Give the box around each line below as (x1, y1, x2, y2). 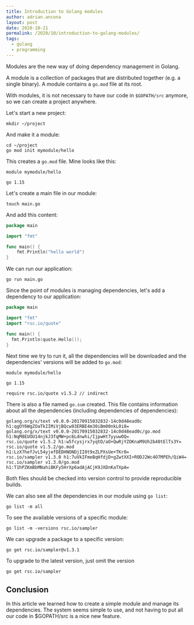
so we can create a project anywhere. (6, 98, 97, 105)
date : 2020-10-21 (6, 25, 49, 31)
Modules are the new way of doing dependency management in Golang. (6, 63, 180, 70)
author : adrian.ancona (6, 14, 61, 20)
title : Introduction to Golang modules (6, 8, 103, 15)
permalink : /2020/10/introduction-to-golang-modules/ (6, 30, 140, 36)
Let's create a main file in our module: (6, 189, 98, 196)
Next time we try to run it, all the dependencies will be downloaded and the (6, 352, 187, 359)
